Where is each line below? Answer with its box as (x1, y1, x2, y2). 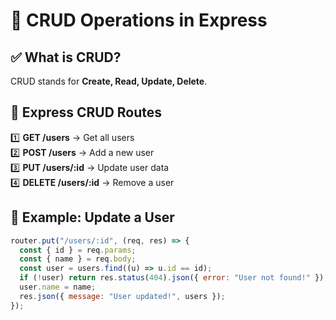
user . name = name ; (19, 282, 97, 292)
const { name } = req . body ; (19, 254, 137, 264)
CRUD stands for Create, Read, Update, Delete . (10, 75, 208, 87)
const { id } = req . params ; (19, 245, 137, 255)
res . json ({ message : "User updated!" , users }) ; (19, 291, 226, 301)
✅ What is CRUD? (10, 49, 122, 66)
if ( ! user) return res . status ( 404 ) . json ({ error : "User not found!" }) (19, 273, 325, 283)
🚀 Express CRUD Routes (10, 104, 163, 121)
